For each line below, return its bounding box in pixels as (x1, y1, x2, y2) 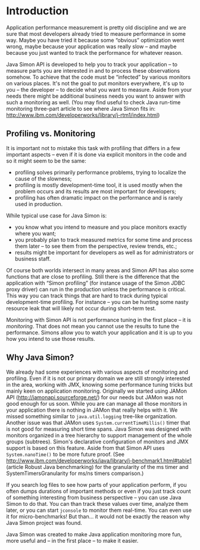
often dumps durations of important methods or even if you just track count (6, 487, 191, 495)
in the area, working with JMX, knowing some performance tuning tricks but (6, 381, 193, 388)
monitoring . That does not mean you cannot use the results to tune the (6, 322, 180, 330)
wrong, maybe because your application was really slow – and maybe (6, 43, 177, 50)
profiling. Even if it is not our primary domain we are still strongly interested (6, 374, 190, 382)
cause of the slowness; (14, 175, 72, 182)
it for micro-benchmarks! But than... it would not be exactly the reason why (6, 512, 190, 520)
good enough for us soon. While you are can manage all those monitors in (6, 400, 187, 407)
